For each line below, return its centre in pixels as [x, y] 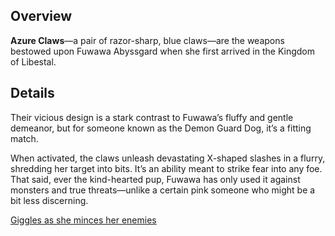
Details [32, 93]
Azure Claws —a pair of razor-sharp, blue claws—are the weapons [147, 40]
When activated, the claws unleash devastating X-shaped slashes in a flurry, [168, 158]
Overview [41, 16]
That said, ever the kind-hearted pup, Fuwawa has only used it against [155, 179]
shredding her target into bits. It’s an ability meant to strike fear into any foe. [166, 168]
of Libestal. [33, 61]
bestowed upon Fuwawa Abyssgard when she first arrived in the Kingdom [162, 51]
